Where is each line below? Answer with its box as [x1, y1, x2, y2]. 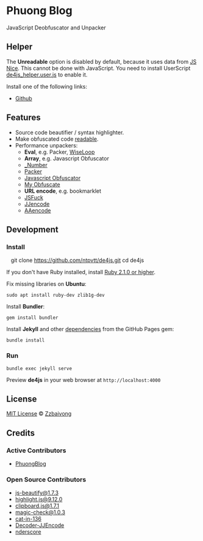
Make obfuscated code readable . [15, 135, 99, 143]
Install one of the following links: [6, 83, 87, 90]
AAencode [24, 206, 51, 214]
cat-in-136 [15, 515, 41, 523]
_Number [24, 161, 48, 168]
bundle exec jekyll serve [6, 365, 72, 371]
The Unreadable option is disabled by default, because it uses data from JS [6, 58, 197, 65]
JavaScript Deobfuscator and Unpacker [6, 24, 107, 31]
